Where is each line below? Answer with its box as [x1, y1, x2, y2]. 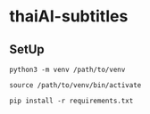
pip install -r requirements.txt [9, 96, 134, 105]
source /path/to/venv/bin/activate [9, 81, 142, 90]
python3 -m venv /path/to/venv [9, 65, 126, 74]
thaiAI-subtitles [9, 6, 129, 27]
